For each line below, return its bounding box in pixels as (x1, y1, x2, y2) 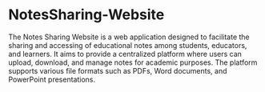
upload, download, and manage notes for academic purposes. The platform (8, 58, 258, 67)
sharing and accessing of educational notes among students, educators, (8, 40, 247, 50)
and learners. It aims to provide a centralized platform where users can (8, 49, 243, 58)
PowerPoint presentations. (8, 74, 96, 84)
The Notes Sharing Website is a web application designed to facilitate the (8, 32, 250, 42)
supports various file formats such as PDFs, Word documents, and (8, 66, 227, 75)
